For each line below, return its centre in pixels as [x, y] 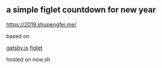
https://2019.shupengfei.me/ [42, 24]
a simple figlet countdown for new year [81, 10]
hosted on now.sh [28, 59]
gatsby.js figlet [24, 48]
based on [18, 36]
